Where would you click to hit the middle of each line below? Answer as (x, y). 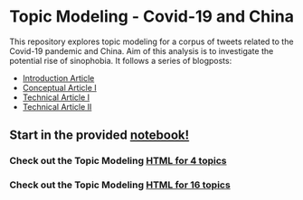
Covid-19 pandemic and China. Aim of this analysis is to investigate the (142, 50)
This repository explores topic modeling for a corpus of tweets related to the (151, 41)
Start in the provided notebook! (99, 136)
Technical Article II (57, 106)
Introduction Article (58, 77)
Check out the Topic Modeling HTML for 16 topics (120, 185)
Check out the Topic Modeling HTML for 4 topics (118, 161)
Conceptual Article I (59, 87)
